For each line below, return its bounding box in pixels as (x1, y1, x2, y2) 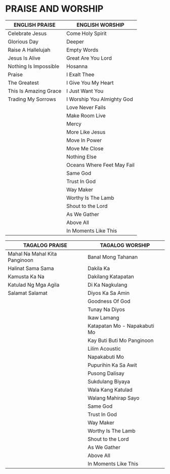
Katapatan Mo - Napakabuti (88, 322, 154, 329)
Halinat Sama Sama (8, 265, 54, 272)
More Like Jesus (66, 128, 106, 136)
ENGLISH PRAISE (13, 21, 56, 28)
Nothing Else (66, 153, 97, 160)
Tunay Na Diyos (88, 306, 125, 313)
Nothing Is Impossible (8, 63, 60, 70)
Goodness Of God (88, 297, 131, 305)
